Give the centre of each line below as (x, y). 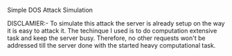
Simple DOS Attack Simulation (50, 10)
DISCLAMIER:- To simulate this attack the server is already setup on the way (116, 23)
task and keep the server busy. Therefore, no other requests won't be (106, 38)
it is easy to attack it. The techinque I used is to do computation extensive (112, 31)
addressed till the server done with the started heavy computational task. (111, 45)
